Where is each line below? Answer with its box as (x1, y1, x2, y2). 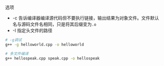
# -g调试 (5, 37, 22, 42)
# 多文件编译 (5, 51, 29, 56)
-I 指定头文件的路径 (12, 27, 53, 33)
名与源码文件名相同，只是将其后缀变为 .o (12, 21, 97, 27)
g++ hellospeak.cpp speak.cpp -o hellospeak (5, 55, 100, 61)
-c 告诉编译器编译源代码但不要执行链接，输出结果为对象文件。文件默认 (12, 15, 159, 21)
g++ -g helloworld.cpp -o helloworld (5, 42, 84, 47)
